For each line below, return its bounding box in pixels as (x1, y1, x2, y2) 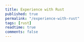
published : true (5, 12, 38, 16)
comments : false (5, 29, 38, 34)
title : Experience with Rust (5, 7, 64, 12)
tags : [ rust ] (5, 20, 32, 26)
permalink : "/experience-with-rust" (5, 16, 80, 21)
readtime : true (5, 25, 36, 30)
